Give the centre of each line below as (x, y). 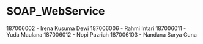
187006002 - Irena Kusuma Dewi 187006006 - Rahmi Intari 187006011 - (96, 28)
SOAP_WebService (56, 11)
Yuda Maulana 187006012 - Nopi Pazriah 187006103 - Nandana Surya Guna (102, 34)
